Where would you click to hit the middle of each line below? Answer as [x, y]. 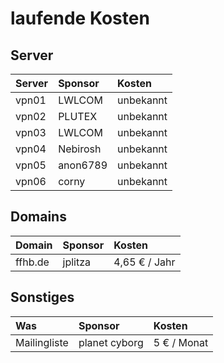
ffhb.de [32, 262]
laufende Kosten [80, 18]
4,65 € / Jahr [144, 262]
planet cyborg [111, 342]
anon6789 [83, 165]
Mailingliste [42, 342]
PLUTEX [78, 116]
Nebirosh [80, 149]
